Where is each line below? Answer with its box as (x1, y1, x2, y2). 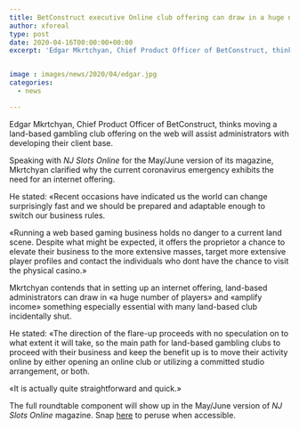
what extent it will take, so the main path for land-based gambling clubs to (9, 337, 281, 348)
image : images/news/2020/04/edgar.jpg (9, 70, 158, 79)
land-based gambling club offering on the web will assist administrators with (9, 128, 289, 139)
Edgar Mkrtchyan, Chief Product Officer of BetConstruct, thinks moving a (9, 118, 278, 129)
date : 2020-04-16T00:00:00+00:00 (9, 37, 133, 47)
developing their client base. (9, 137, 114, 148)
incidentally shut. (9, 311, 72, 321)
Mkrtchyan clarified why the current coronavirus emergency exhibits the (9, 164, 274, 174)
